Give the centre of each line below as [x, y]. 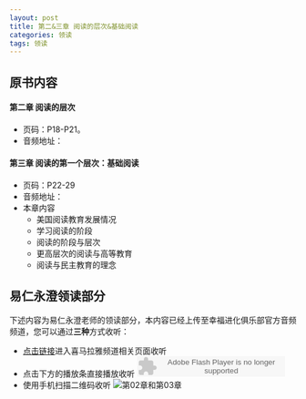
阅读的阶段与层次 [68, 242]
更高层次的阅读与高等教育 [84, 254]
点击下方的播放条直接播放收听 [78, 373]
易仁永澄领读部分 [57, 297]
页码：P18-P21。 [54, 129]
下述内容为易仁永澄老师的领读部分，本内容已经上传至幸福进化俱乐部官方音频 [153, 320]
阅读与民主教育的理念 [76, 265]
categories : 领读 [41, 35]
